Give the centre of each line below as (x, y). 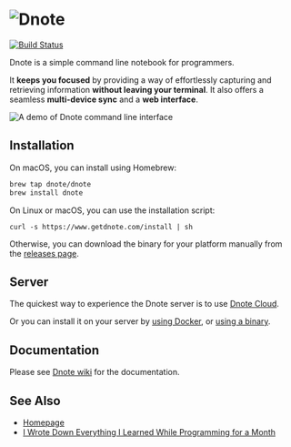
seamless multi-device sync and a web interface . (104, 99)
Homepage (44, 422)
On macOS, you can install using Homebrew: (93, 168)
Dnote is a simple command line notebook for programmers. (122, 62)
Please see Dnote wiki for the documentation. (95, 372)
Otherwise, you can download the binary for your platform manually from (146, 244)
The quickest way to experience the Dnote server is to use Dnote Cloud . (145, 304)
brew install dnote (46, 193)
